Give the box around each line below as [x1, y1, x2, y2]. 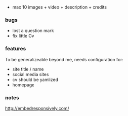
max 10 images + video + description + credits [12, 4, 107, 10]
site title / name [12, 66, 44, 72]
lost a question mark [12, 28, 54, 34]
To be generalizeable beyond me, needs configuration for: [5, 56, 124, 62]
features [5, 45, 26, 52]
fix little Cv [12, 33, 35, 39]
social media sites [12, 71, 49, 77]
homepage [12, 81, 35, 88]
